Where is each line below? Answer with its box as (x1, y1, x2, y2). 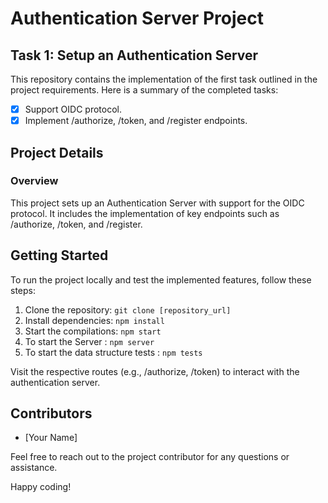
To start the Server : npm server (24, 335, 155, 347)
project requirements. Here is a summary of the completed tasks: (10, 84, 279, 96)
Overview (10, 174, 59, 188)
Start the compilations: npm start (24, 325, 162, 337)
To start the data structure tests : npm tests (24, 346, 203, 358)
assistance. (10, 462, 58, 474)
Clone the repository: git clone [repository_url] (24, 303, 232, 316)
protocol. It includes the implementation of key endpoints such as (10, 207, 280, 219)
